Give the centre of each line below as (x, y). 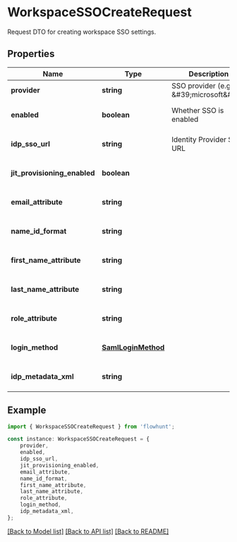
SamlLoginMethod (133, 347)
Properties (31, 54)
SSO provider (194, 85)
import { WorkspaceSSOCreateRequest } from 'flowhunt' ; (91, 426)
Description (209, 73)
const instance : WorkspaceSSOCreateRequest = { (79, 439)
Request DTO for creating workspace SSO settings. (82, 32)
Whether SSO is (198, 110)
